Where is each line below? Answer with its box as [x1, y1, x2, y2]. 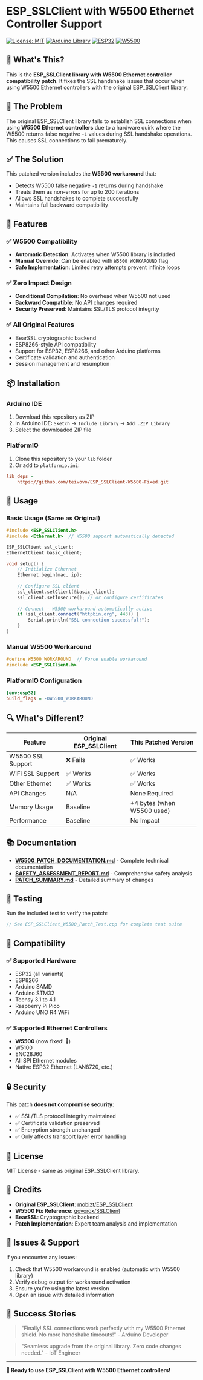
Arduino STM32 [14, 989, 55, 997]
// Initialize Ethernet [17, 566, 77, 572]
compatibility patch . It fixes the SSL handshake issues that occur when [6, 77, 185, 84]
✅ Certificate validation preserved [14, 1120, 100, 1127]
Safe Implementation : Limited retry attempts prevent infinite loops [14, 264, 181, 271]
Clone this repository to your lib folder [14, 455, 112, 462]
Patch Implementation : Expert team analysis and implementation [14, 1219, 178, 1227]
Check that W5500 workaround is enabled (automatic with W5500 [14, 1265, 180, 1273]
